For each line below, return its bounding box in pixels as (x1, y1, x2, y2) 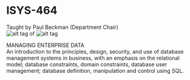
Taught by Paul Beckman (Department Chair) (6, 23, 118, 31)
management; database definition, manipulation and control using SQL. (6, 67, 184, 74)
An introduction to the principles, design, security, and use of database (6, 48, 184, 55)
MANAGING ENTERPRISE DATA (6, 42, 85, 49)
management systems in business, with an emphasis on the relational (6, 54, 180, 61)
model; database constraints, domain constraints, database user (6, 61, 168, 68)
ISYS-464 (6, 4, 58, 17)
